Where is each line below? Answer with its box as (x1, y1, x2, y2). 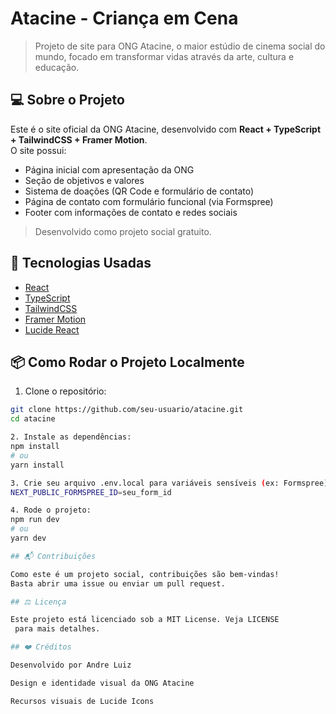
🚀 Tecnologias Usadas (10, 255, 152, 272)
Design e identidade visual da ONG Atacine (10, 678, 195, 688)
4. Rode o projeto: (10, 505, 92, 516)
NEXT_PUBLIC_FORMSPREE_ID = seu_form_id (10, 487, 172, 497)
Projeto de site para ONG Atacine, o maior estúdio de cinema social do (34, 40, 326, 52)
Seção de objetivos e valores (24, 174, 145, 186)
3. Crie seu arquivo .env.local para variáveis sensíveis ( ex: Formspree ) (10, 478, 329, 488)
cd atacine (10, 414, 56, 424)
